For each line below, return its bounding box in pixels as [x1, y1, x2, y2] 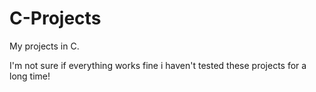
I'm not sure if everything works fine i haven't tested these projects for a [9, 59, 307, 71]
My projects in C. [9, 40, 80, 52]
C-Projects [9, 7, 102, 30]
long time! [9, 70, 51, 82]
